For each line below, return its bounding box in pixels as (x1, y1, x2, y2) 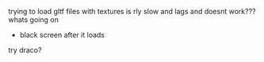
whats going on (8, 15, 59, 24)
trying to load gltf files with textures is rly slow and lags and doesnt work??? (8, 7, 256, 16)
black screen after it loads (19, 31, 105, 39)
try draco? (8, 46, 42, 54)
